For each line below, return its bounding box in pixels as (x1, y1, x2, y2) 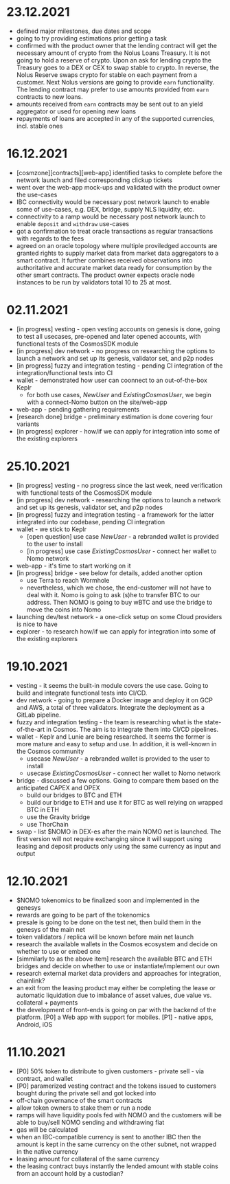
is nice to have (16, 620, 58, 628)
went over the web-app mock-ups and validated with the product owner (16, 183, 220, 191)
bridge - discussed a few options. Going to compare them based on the (16, 776, 219, 784)
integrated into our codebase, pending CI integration (16, 517, 165, 526)
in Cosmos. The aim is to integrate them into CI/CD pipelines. (46, 725, 219, 733)
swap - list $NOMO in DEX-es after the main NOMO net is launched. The (16, 827, 222, 836)
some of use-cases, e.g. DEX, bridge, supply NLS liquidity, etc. (16, 205, 195, 213)
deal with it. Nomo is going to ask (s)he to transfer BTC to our (26, 590, 200, 599)
